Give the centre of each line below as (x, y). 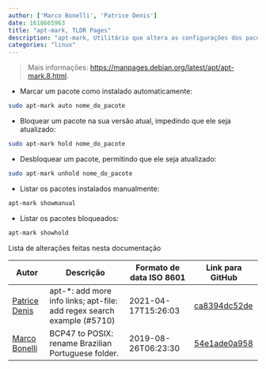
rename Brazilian (81, 343)
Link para (224, 268)
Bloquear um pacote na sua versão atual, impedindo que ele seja (125, 121)
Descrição (85, 272)
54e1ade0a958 (223, 343)
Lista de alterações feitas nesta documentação (85, 248)
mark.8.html (47, 76)
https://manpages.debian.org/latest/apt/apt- (162, 67)
